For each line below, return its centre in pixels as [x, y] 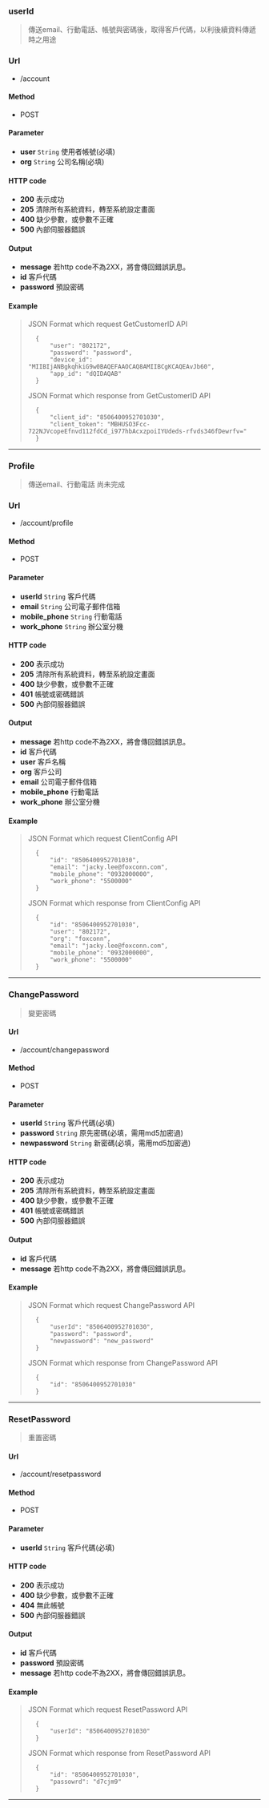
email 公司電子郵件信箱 [58, 782]
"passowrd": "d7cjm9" [85, 1782]
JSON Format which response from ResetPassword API [119, 1754]
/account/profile [46, 523]
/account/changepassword [64, 1049]
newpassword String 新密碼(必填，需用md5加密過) [105, 1143]
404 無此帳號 [42, 1605]
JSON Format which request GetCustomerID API [108, 324]
